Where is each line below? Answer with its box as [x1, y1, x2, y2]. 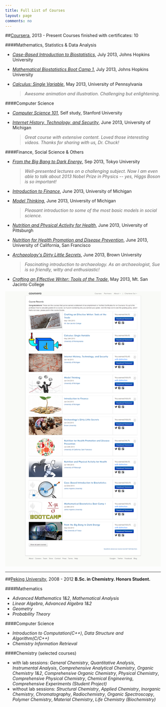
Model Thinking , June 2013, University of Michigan [12, 198, 116, 204]
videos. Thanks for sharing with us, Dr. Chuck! [24, 140, 120, 146]
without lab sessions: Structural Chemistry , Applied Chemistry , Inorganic [12, 686, 161, 692]
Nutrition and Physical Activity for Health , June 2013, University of [12, 222, 148, 228]
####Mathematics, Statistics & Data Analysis [5, 42, 97, 48]
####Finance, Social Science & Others [5, 149, 84, 155]
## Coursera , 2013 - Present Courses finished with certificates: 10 [5, 33, 139, 39]
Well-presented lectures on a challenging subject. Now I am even [24, 168, 158, 174]
